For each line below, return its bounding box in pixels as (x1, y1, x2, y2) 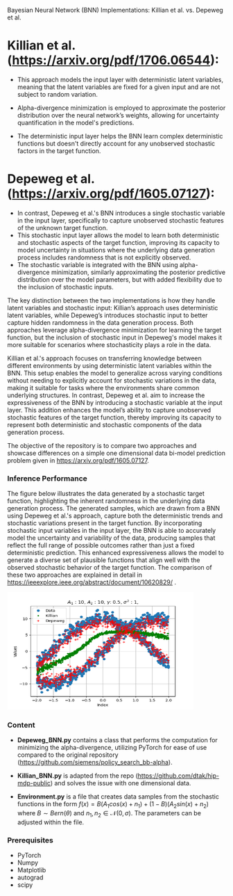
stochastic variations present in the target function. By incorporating (7, 519, 202, 527)
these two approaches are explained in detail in (7, 570, 142, 579)
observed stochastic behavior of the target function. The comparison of (7, 563, 213, 572)
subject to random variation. (17, 90, 98, 98)
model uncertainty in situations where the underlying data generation (17, 246, 215, 254)
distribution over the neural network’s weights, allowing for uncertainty (17, 111, 220, 119)
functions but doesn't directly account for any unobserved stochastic (17, 139, 216, 147)
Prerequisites (7, 835, 53, 845)
